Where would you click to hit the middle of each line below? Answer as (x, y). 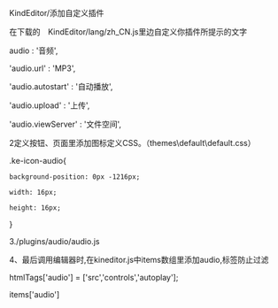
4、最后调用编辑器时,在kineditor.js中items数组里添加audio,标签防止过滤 (139, 260)
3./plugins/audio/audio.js (54, 241)
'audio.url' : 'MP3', (42, 68)
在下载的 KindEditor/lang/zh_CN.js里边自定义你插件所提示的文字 (128, 32)
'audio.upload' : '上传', (50, 105)
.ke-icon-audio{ (38, 161)
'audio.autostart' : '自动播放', (61, 86)
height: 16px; (35, 208)
